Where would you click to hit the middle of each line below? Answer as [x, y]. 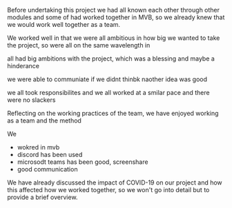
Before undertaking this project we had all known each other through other [113, 10]
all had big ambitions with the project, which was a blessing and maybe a [111, 59]
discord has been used [50, 155]
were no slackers [31, 100]
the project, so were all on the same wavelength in [79, 45]
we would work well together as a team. [64, 24]
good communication [47, 169]
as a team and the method [44, 121]
